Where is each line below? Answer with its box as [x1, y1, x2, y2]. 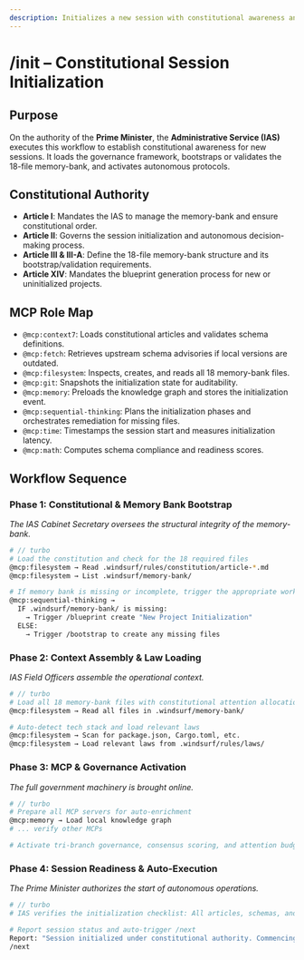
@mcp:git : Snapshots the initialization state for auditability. [22, 377, 238, 388]
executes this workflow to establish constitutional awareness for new [9, 142, 267, 152]
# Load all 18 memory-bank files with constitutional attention [9, 698, 257, 707]
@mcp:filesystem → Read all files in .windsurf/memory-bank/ [9, 706, 245, 715]
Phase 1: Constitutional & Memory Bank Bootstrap [9, 498, 233, 511]
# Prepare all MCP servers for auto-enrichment [9, 808, 193, 817]
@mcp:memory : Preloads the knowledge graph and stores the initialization [22, 387, 289, 397]
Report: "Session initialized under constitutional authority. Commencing [9, 934, 298, 943]
